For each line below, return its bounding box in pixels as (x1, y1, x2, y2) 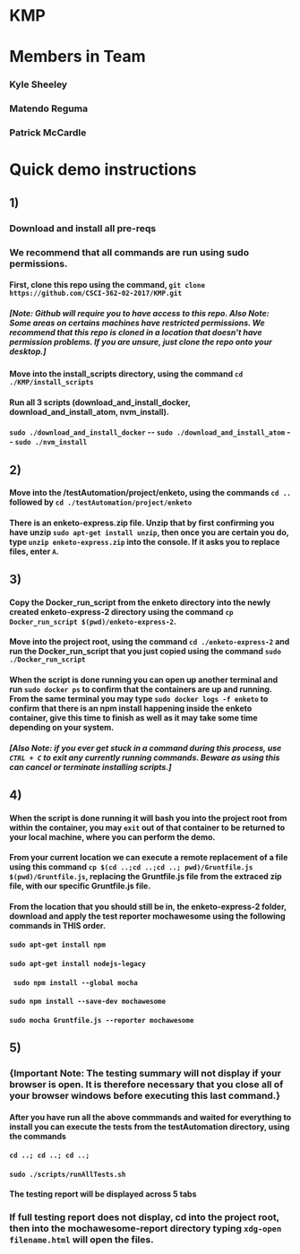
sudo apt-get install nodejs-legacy (9, 960, 146, 969)
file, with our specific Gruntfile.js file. (9, 880, 151, 892)
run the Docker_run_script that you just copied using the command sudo (9, 646, 282, 657)
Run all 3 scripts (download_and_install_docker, (9, 396, 191, 408)
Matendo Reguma (9, 102, 88, 115)
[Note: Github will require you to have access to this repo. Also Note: (9, 307, 270, 318)
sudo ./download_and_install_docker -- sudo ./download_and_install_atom (9, 427, 286, 437)
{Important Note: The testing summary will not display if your (9, 1068, 282, 1080)
